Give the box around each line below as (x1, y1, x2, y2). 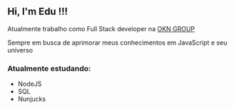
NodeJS (17, 79, 42, 88)
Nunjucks (17, 95, 46, 104)
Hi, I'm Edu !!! (7, 6, 68, 18)
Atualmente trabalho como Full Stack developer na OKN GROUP (7, 24, 195, 33)
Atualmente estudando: (7, 63, 91, 73)
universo (7, 45, 34, 54)
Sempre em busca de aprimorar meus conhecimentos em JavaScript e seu (7, 38, 228, 47)
